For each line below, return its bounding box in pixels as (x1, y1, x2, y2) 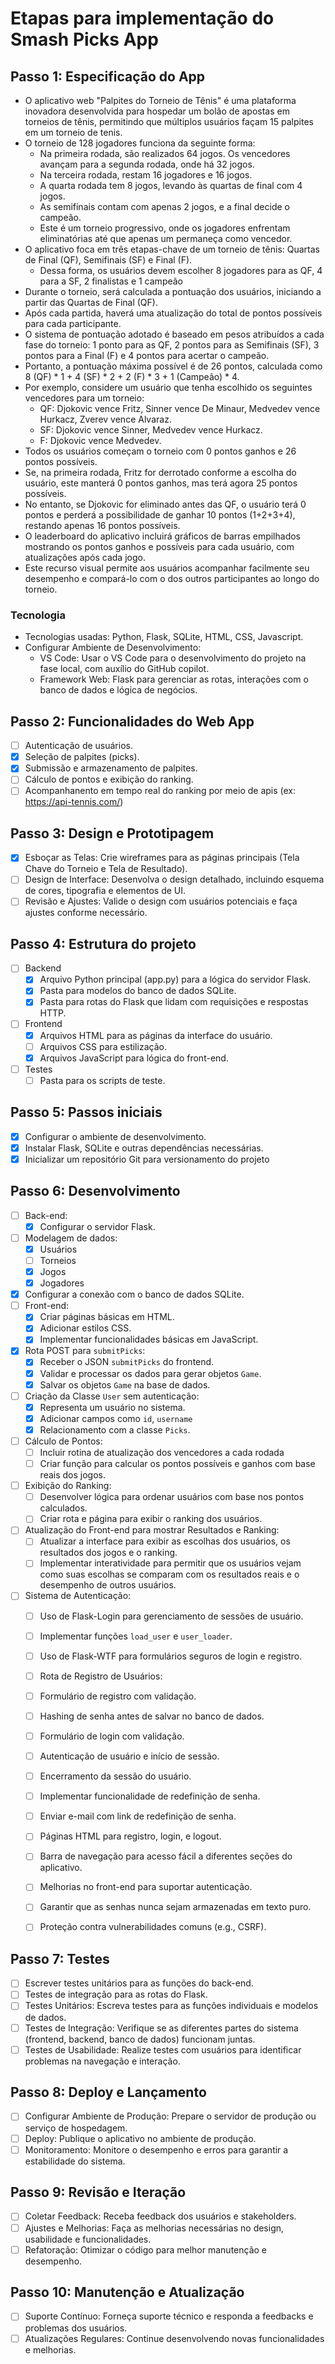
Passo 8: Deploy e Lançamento (10, 2084, 207, 2101)
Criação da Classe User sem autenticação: (24, 1390, 200, 1402)
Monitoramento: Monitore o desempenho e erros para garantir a (24, 2143, 289, 2156)
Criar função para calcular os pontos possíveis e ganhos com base (39, 1458, 316, 1470)
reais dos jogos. (39, 1469, 106, 1481)
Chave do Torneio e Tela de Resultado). (24, 863, 188, 875)
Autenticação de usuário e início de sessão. (39, 1750, 220, 1762)
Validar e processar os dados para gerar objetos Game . (39, 1367, 262, 1379)
